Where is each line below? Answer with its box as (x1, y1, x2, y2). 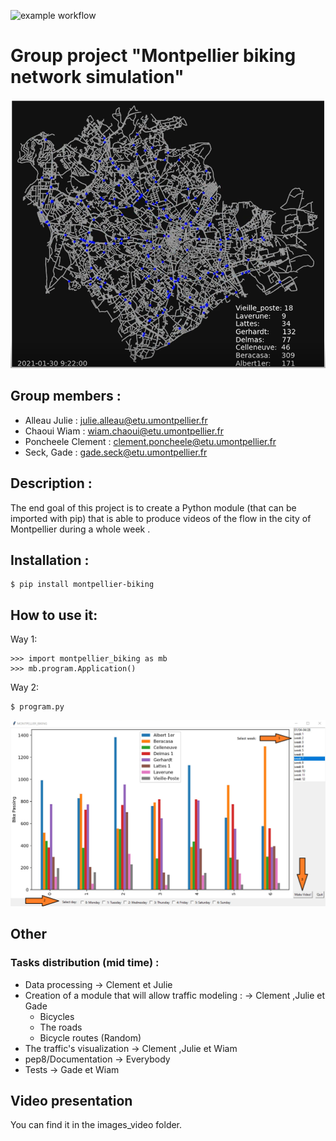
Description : (10, 475, 93, 492)
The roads (39, 1021, 83, 1033)
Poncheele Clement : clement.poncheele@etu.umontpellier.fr (24, 435, 277, 447)
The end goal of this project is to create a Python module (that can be (10, 501, 297, 514)
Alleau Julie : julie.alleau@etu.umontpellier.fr (24, 414, 208, 426)
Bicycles (39, 1010, 75, 1022)
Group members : (10, 388, 122, 405)
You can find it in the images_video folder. (10, 1119, 183, 1131)
